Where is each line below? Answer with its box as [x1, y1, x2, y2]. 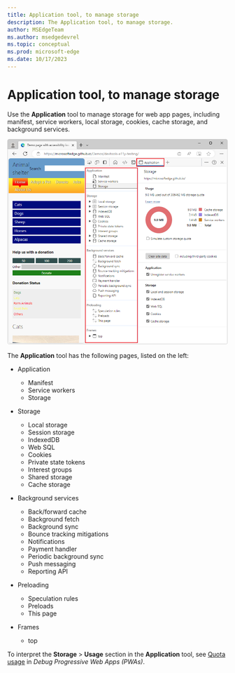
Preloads [27, 602, 54, 611]
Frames [17, 623, 40, 632]
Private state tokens [27, 458, 86, 467]
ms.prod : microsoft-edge [7, 48, 80, 55]
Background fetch [27, 515, 80, 524]
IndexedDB [27, 436, 60, 444]
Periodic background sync [27, 552, 104, 561]
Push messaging [27, 560, 76, 568]
